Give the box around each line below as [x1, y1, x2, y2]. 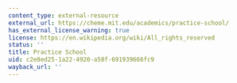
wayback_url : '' [8, 63, 62, 71]
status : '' [8, 41, 45, 49]
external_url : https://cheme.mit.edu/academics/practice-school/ [8, 19, 229, 27]
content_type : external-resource [8, 11, 119, 20]
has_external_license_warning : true [8, 26, 130, 34]
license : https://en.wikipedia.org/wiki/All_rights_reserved [8, 33, 216, 42]
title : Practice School [8, 48, 87, 56]
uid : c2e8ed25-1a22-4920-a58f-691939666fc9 [8, 56, 155, 64]
